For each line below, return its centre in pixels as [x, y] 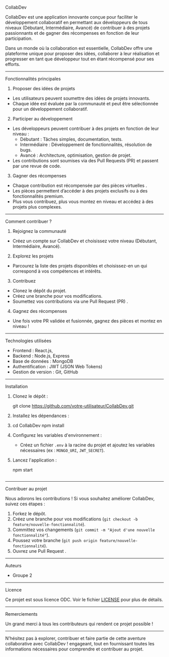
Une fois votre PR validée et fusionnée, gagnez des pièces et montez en [87, 321]
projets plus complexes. [37, 207]
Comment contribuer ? [28, 221]
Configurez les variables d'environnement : [57, 435]
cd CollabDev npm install [38, 425]
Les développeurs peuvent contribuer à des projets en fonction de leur [86, 128]
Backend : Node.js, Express [41, 356]
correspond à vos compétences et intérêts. [57, 271]
